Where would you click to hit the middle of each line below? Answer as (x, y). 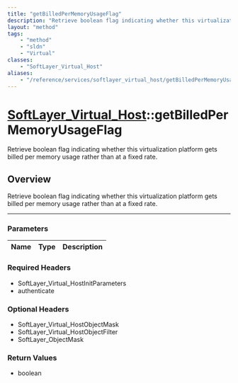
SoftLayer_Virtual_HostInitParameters (72, 283)
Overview (29, 179)
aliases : (20, 73)
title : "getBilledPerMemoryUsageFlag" (64, 14)
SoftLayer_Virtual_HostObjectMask (68, 325)
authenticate (36, 290)
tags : (15, 34)
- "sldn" (33, 47)
